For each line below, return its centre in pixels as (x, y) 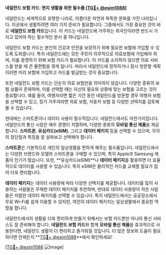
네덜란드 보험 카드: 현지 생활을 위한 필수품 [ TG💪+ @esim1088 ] (66, 8)
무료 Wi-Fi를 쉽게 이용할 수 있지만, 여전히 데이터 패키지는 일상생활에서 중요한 (79, 202)
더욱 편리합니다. (26, 172)
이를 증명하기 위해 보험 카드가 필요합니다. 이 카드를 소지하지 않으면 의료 (80, 60)
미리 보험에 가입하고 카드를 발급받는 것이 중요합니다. (68, 72)
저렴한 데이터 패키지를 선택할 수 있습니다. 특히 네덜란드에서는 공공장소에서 (86, 195)
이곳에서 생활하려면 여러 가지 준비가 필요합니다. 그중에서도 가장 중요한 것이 (84, 25)
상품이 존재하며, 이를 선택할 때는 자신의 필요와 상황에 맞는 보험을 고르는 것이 (83, 89)
